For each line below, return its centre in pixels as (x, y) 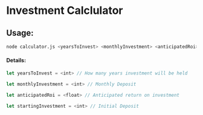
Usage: (20, 33)
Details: (16, 61)
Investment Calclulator (65, 11)
